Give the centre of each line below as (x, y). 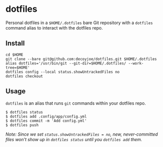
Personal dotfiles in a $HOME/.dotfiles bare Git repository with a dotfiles (79, 23)
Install (15, 44)
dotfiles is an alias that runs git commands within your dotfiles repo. (76, 103)
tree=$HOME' (18, 67)
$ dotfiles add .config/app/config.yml (46, 117)
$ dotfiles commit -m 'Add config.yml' (46, 121)
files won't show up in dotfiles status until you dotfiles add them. (74, 139)
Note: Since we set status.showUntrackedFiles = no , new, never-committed (82, 134)
